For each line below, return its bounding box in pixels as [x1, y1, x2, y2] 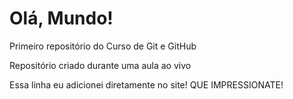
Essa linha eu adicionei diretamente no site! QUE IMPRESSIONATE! [9, 78, 284, 91]
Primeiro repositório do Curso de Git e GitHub [9, 40, 197, 52]
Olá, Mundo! [9, 7, 114, 30]
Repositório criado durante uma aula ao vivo [9, 59, 192, 71]
